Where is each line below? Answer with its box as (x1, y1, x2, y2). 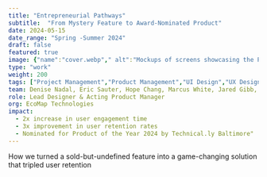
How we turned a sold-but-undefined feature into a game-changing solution (8, 152, 257, 161)
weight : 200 (8, 71, 48, 79)
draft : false (8, 41, 52, 49)
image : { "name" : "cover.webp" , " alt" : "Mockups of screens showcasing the (8, 56, 254, 64)
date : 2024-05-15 (8, 26, 66, 34)
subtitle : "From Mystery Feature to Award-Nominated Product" (8, 19, 222, 27)
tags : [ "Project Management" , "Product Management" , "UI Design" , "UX (8, 78, 237, 86)
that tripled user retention (8, 160, 92, 169)
